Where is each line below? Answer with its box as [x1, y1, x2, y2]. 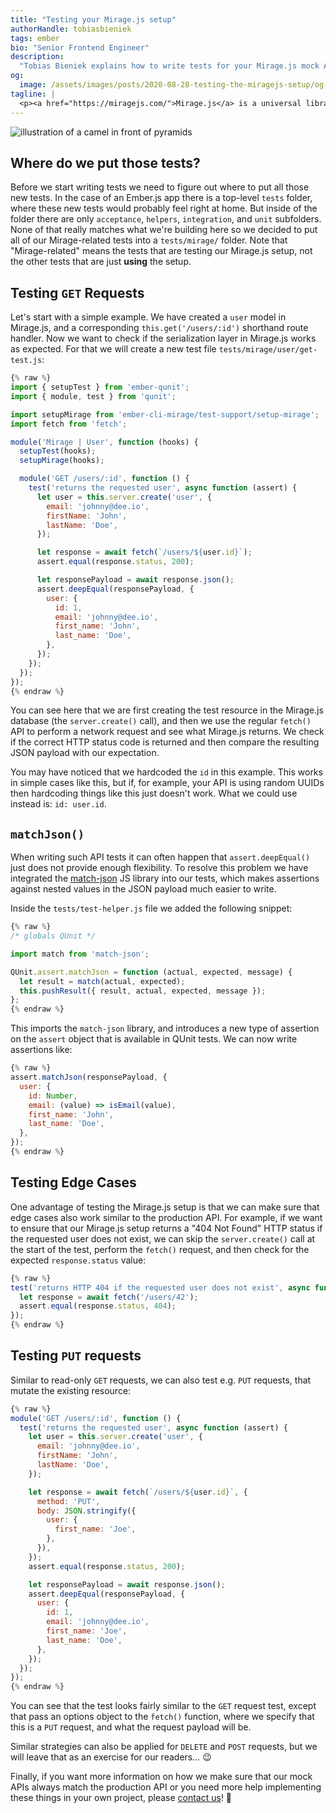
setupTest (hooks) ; [19, 446, 97, 456]
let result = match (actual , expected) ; [19, 976, 186, 986]
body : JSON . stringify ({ [36, 1506, 137, 1516]
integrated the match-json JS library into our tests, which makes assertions [10, 872, 320, 885]
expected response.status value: [10, 1254, 147, 1266]
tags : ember [10, 33, 60, 43]
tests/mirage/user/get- [218, 345, 318, 355]
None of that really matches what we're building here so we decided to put [10, 224, 318, 236]
